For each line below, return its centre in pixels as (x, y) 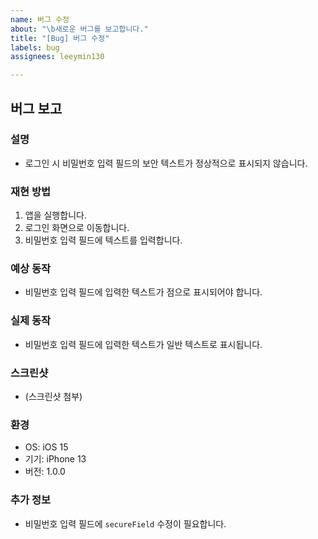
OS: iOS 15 (46, 447)
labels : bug (35, 47)
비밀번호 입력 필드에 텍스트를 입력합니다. (103, 240)
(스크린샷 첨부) (53, 396)
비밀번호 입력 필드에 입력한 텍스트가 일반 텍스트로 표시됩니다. (143, 344)
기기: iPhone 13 (55, 459)
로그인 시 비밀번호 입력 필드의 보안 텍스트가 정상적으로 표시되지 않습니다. (166, 163)
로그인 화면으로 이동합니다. (77, 228)
